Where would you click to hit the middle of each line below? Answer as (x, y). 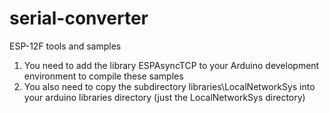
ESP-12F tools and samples (65, 46)
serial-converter (79, 18)
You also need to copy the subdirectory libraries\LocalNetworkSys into (169, 86)
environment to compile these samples (103, 76)
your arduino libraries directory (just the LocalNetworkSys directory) (164, 97)
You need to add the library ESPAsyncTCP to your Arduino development (171, 65)
